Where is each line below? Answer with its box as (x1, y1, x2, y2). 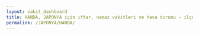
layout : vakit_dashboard (6, 8, 68, 15)
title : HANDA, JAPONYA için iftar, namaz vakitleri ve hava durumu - (6, 14, 182, 20)
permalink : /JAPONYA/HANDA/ (6, 20, 76, 26)
